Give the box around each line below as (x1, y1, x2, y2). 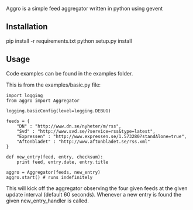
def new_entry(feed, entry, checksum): (6, 154, 104, 160)
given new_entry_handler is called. (6, 197, 89, 204)
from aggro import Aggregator (6, 98, 80, 104)
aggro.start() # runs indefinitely (6, 174, 93, 180)
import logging (6, 92, 43, 98)
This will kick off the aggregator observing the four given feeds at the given (6, 184, 188, 192)
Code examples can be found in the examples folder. (6, 70, 133, 77)
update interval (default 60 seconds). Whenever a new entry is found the (6, 191, 182, 198)
